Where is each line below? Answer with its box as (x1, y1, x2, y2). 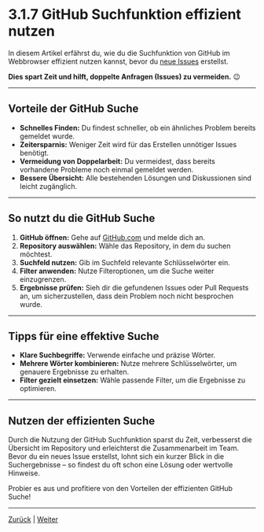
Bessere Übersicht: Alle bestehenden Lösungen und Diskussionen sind (19, 173, 251, 183)
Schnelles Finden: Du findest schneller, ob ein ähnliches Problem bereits (19, 123, 256, 132)
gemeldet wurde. (19, 131, 75, 141)
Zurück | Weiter (8, 515, 59, 524)
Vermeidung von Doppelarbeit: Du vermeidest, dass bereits (19, 156, 216, 166)
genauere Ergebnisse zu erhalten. (19, 368, 130, 377)
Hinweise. (8, 468, 41, 478)
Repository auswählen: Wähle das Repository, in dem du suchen (19, 241, 231, 250)
